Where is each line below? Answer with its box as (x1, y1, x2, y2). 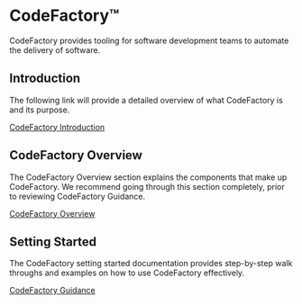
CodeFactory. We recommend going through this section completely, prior (9, 181, 286, 192)
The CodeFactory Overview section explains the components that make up (9, 172, 288, 183)
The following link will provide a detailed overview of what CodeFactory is (9, 94, 284, 105)
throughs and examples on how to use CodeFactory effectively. (9, 267, 245, 279)
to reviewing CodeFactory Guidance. (9, 191, 146, 201)
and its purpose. (9, 104, 70, 115)
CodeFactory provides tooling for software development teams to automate (9, 35, 289, 46)
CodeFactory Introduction (9, 121, 105, 132)
